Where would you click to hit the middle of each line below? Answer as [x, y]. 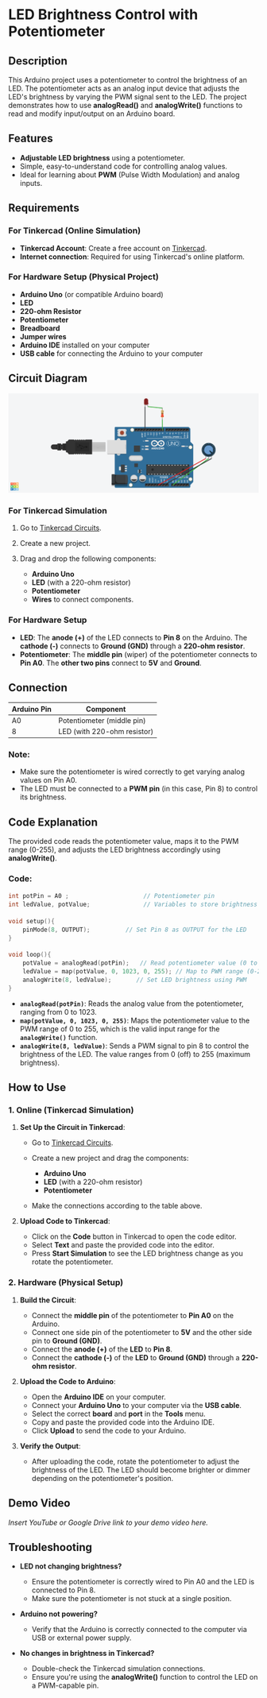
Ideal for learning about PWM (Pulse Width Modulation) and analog [130, 174]
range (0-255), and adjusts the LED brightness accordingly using [114, 849]
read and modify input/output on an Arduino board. [92, 114]
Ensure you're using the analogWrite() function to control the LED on [145, 1677]
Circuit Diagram [48, 379]
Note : [19, 754]
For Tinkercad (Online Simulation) [75, 230]
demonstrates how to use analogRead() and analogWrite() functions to [126, 105]
